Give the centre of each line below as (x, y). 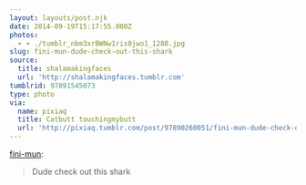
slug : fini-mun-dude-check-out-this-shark (91, 52)
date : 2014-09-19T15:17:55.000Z (71, 26)
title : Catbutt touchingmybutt (77, 119)
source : (24, 60)
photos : (24, 35)
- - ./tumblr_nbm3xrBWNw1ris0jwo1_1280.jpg (101, 43)
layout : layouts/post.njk (58, 18)
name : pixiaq (42, 111)
